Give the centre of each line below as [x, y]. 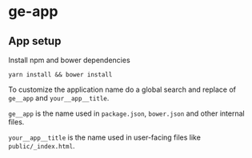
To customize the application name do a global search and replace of [122, 89]
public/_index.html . [42, 146]
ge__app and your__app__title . [59, 98]
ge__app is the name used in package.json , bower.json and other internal [127, 113]
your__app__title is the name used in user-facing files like [105, 137]
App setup [35, 41]
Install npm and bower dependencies [69, 60]
